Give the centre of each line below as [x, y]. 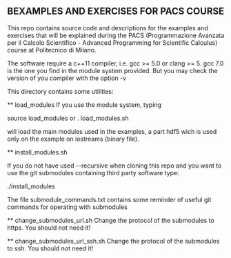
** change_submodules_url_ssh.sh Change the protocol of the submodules [113, 241]
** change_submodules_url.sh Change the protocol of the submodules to [111, 220]
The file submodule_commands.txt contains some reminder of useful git [109, 199]
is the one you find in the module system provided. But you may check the [113, 70]
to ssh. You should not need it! [50, 248]
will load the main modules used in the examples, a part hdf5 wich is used [112, 131]
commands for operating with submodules [67, 207]
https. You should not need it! [49, 228]
